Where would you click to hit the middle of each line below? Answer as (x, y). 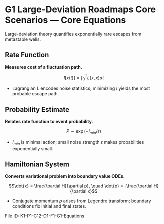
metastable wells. (23, 39)
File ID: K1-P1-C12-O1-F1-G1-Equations (45, 216)
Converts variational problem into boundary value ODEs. (65, 176)
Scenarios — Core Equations (66, 20)
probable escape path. (36, 94)
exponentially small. (33, 148)
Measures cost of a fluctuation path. (44, 67)
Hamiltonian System (37, 164)
